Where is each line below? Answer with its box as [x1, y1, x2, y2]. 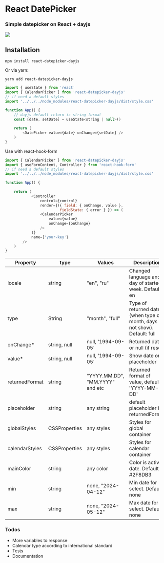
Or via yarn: [5, 67, 29, 73]
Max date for [129, 500, 159, 506]
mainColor [7, 465, 32, 472]
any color [86, 465, 108, 472]
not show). [129, 324, 154, 331]
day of [129, 280, 144, 287]
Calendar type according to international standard [12, 542, 113, 548]
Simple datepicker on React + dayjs [5, 21, 91, 28]
